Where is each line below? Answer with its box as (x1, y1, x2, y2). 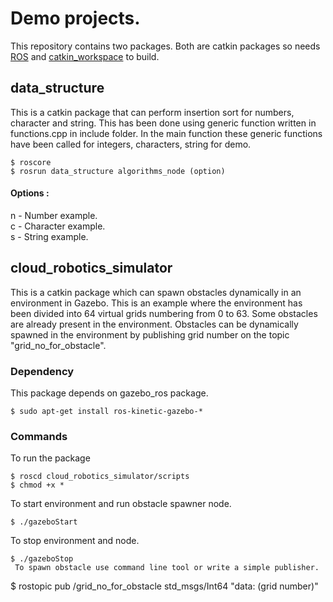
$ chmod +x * (10, 480, 65, 491)
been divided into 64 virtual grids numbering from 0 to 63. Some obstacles (10, 307, 318, 319)
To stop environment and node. (10, 535, 140, 547)
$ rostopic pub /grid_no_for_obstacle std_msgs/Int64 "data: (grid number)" (10, 580, 319, 592)
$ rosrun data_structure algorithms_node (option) (10, 166, 226, 176)
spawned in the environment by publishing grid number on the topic (10, 328, 290, 341)
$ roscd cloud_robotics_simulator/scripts (10, 472, 190, 482)
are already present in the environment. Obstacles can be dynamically (10, 318, 299, 330)
